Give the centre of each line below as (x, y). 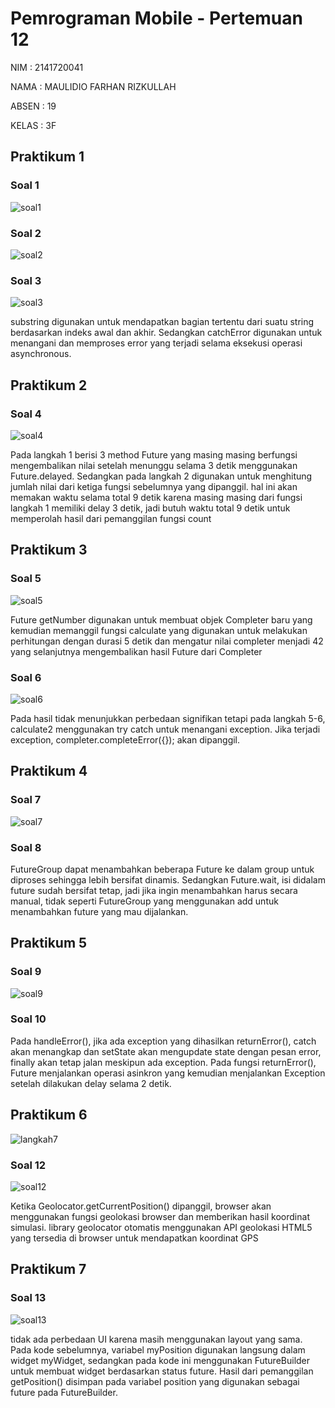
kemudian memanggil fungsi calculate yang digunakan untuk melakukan (159, 630)
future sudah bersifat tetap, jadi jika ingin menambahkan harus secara (154, 890)
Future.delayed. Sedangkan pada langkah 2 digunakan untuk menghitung (161, 476)
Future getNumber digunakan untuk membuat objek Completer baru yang (161, 619)
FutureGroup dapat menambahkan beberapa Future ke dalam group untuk (162, 869)
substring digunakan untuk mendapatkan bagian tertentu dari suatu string (162, 322)
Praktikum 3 (49, 550)
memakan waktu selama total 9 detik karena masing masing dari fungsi (156, 497)
